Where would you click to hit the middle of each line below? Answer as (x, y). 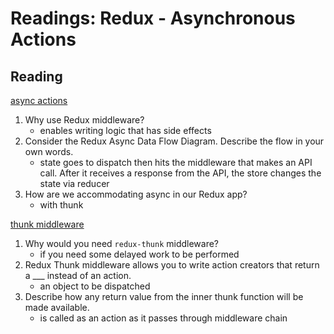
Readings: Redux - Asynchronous (153, 18)
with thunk (61, 205)
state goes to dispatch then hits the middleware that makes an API (176, 162)
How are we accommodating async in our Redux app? (136, 194)
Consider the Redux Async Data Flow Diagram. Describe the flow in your (174, 141)
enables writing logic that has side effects (125, 130)
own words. (49, 151)
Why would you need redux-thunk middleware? (122, 243)
